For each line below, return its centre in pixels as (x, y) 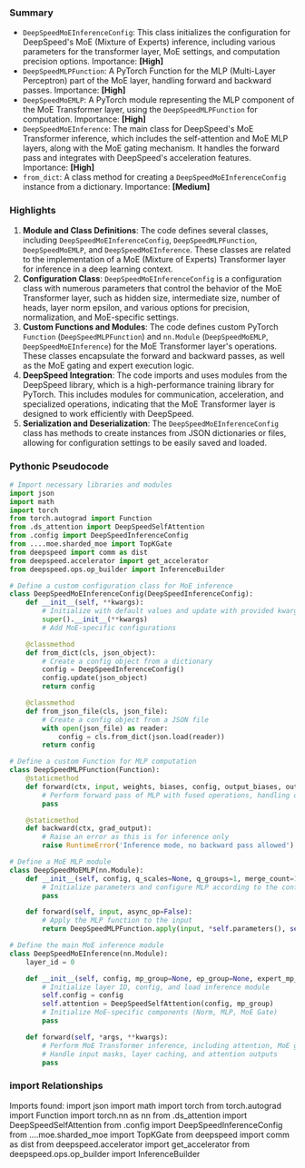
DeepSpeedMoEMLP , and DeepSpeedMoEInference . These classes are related (157, 249)
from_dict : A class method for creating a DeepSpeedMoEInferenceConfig (154, 177)
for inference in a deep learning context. (98, 269)
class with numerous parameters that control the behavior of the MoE (152, 288)
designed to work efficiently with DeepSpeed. (108, 413)
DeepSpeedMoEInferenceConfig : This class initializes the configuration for (156, 33)
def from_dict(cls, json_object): (91, 653)
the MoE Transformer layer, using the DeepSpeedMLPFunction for (140, 110)
